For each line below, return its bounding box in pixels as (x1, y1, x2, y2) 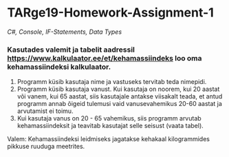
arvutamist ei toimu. (17, 107, 74, 115)
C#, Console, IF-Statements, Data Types (7, 28, 122, 36)
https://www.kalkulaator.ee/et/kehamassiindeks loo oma (7, 53, 202, 63)
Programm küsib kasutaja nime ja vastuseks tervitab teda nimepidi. (17, 78, 207, 86)
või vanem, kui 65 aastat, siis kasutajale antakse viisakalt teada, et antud (17, 92, 223, 101)
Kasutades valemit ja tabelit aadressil (7, 45, 135, 54)
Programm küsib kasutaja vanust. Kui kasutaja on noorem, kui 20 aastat (17, 85, 220, 94)
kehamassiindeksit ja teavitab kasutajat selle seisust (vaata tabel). (17, 122, 204, 130)
